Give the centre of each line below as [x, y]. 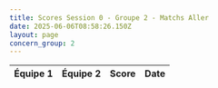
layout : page [34, 34]
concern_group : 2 [42, 43]
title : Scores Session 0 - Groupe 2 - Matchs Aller [109, 18]
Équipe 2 [82, 73]
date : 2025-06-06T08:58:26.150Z [70, 26]
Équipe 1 [34, 73]
